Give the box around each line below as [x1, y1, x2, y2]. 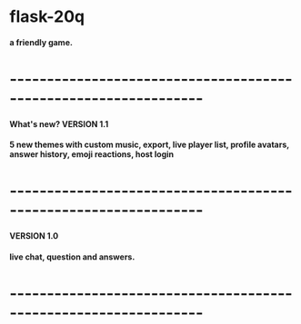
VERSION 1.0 [9, 230, 59, 241]
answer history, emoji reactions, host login [9, 149, 175, 160]
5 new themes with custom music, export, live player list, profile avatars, [9, 139, 289, 151]
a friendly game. [9, 36, 73, 47]
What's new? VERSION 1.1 [9, 118, 109, 129]
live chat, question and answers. [9, 251, 135, 262]
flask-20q [9, 6, 85, 27]
